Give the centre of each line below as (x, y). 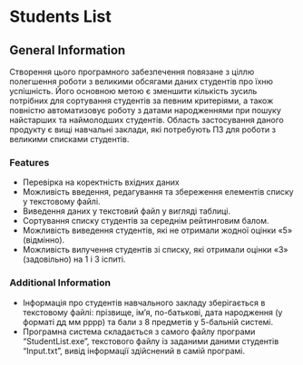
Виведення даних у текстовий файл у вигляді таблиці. (127, 211)
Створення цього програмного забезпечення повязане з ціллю (132, 72)
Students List (60, 17)
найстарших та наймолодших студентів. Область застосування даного (147, 120)
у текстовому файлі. (62, 202)
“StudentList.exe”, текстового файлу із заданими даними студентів (151, 341)
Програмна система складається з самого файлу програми (139, 331)
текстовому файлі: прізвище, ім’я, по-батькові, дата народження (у (152, 312)
